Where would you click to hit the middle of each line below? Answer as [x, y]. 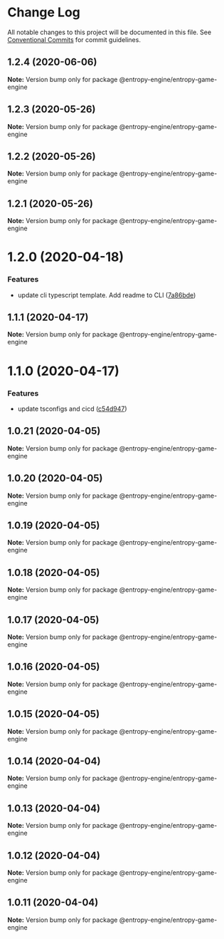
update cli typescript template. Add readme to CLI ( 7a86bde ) [107, 295]
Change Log [44, 12]
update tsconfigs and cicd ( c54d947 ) [72, 409]
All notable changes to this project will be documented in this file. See [110, 32]
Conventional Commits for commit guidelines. [74, 39]
